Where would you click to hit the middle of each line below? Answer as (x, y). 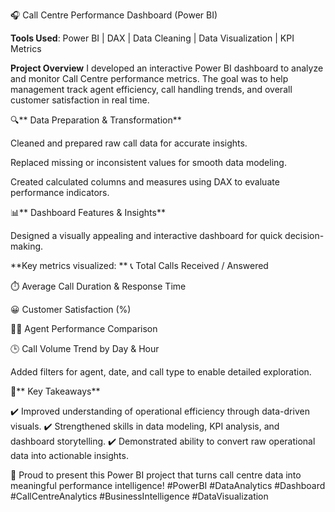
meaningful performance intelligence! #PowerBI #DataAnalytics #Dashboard (168, 485)
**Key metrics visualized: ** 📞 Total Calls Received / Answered (139, 265)
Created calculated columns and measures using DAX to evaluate (145, 182)
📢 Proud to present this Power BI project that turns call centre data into (156, 475)
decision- (304, 235)
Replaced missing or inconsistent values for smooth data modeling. (148, 162)
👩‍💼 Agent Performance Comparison (84, 328)
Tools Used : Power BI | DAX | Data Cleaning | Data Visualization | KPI (152, 38)
